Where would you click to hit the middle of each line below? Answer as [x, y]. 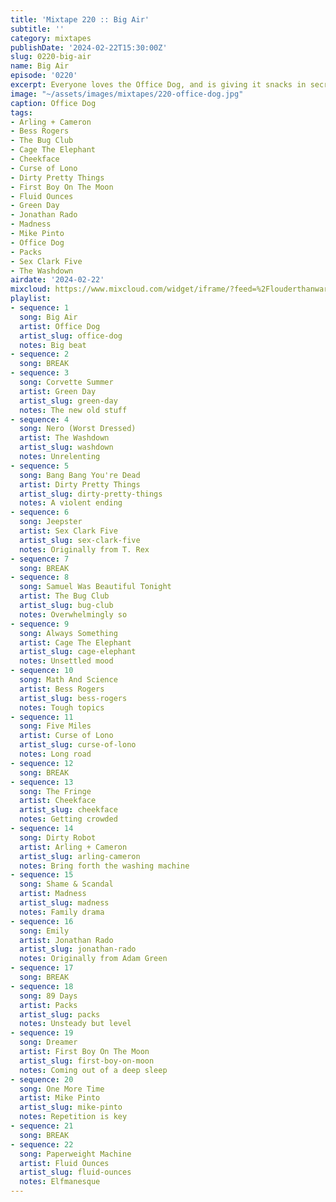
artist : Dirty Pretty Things [80, 484]
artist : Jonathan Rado [66, 940]
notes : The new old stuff [73, 410]
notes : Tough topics [62, 707]
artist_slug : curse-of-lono [78, 745]
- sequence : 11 [42, 717]
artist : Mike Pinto [60, 1098]
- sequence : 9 [40, 624]
